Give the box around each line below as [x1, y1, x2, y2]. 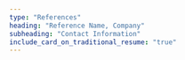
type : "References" [9, 12, 82, 22]
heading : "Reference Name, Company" [9, 21, 145, 30]
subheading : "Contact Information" [9, 29, 141, 38]
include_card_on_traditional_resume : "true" [9, 37, 177, 47]
